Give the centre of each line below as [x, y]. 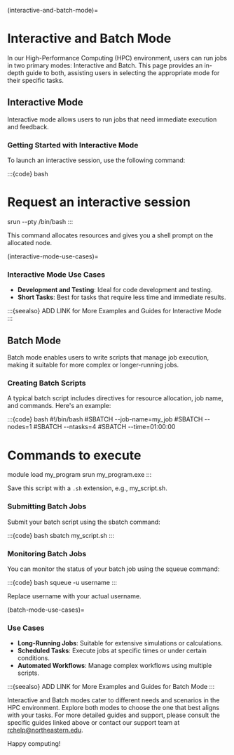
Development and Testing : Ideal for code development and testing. [115, 290]
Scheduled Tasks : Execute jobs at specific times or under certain [112, 651]
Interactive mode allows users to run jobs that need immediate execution [112, 119]
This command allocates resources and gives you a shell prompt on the [110, 235]
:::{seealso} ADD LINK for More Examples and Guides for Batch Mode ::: [111, 687]
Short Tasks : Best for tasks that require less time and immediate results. [122, 297]
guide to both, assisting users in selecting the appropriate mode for [123, 72]
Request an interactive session [99, 202]
